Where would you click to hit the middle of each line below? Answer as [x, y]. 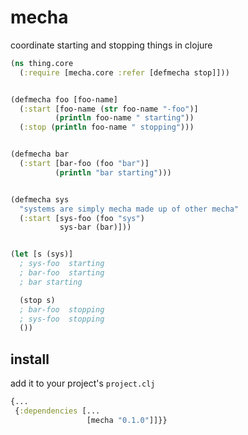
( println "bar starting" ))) [113, 172]
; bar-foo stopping [62, 309]
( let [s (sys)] [42, 254]
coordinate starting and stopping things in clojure [111, 45]
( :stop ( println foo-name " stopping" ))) [107, 127]
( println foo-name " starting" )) [124, 118]
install [30, 359]
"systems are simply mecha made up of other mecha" [129, 209]
